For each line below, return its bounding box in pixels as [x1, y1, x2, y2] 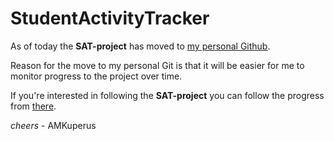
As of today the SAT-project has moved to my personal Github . [10, 40, 271, 52]
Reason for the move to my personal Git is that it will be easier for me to [10, 59, 305, 71]
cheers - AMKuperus [10, 119, 97, 131]
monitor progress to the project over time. [10, 70, 183, 82]
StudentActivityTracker [10, 7, 210, 30]
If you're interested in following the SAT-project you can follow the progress [10, 89, 325, 101]
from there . [10, 100, 57, 112]
